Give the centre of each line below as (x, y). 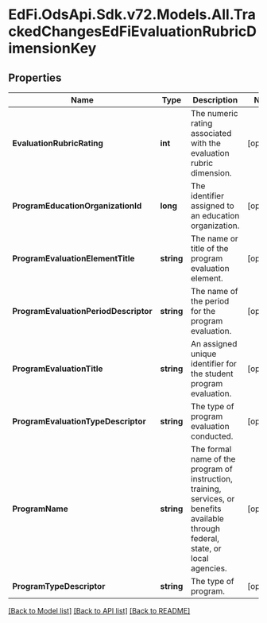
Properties (35, 77)
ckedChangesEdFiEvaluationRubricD (132, 31)
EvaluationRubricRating (58, 143)
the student (212, 373)
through (205, 528)
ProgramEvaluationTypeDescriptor (79, 421)
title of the (209, 248)
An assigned (214, 344)
